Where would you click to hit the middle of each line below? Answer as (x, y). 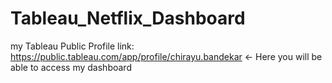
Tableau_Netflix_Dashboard (128, 18)
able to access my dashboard (71, 67)
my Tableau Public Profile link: (72, 46)
